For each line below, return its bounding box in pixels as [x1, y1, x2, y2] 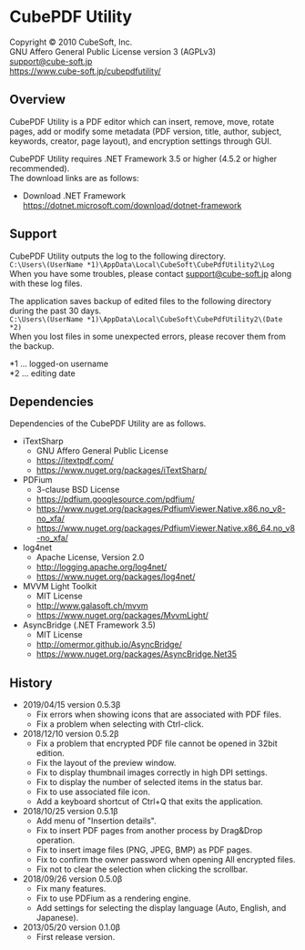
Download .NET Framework [22, 189, 126, 201]
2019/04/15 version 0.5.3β [22, 700, 121, 710]
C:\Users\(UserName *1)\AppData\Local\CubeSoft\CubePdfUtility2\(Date [9, 314, 283, 324]
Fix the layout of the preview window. [36, 758, 177, 769]
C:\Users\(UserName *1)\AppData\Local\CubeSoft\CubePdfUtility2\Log [9, 260, 275, 270]
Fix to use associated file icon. [36, 786, 150, 798]
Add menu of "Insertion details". [36, 815, 157, 826]
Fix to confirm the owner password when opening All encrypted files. [36, 854, 296, 865]
